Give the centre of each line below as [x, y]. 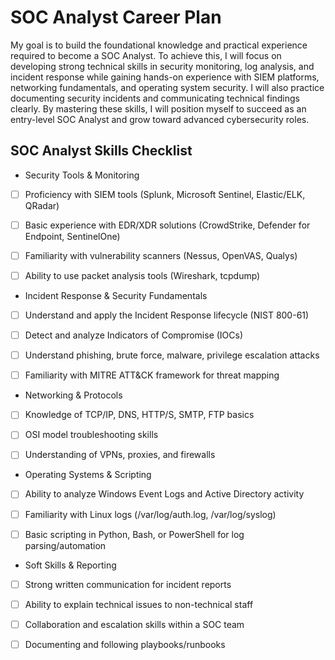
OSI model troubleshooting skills [91, 435]
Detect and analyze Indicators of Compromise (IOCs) [134, 335]
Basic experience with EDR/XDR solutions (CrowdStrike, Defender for [167, 225]
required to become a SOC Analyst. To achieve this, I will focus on [146, 55]
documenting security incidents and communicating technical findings [155, 98]
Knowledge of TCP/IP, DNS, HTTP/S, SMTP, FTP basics [139, 415]
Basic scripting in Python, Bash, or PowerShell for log [134, 534]
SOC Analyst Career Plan [116, 17]
